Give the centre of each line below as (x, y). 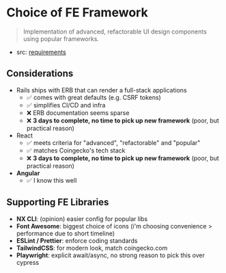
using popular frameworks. (61, 38)
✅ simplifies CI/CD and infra (66, 105)
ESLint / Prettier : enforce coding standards (77, 240)
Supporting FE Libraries (58, 202)
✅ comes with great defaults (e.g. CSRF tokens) (94, 97)
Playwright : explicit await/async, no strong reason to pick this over (111, 255)
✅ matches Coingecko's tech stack (76, 150)
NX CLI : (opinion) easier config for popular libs (82, 219)
